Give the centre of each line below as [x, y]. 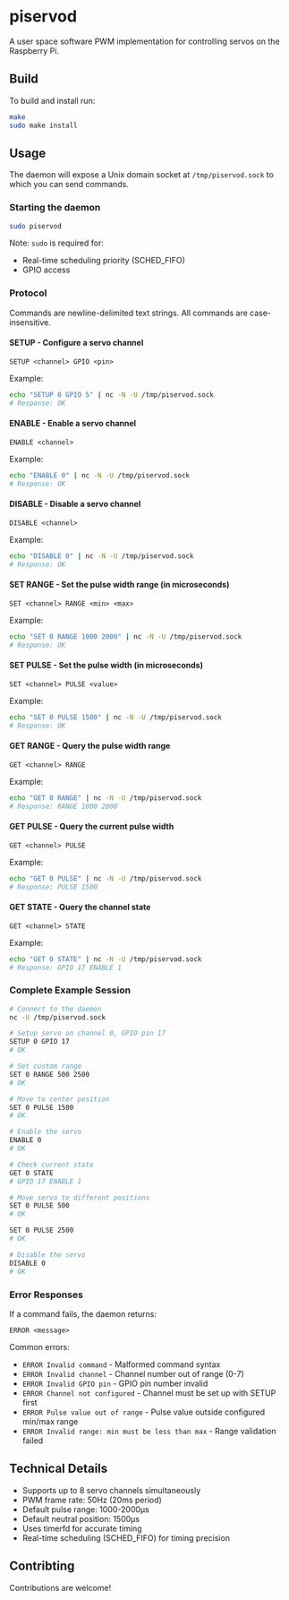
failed [33, 1441]
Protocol [28, 293]
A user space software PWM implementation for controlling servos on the [144, 41]
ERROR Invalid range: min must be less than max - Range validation [149, 1431]
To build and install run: [52, 100]
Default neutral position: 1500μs [81, 1518]
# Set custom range [46, 1067]
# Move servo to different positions [80, 1198]
